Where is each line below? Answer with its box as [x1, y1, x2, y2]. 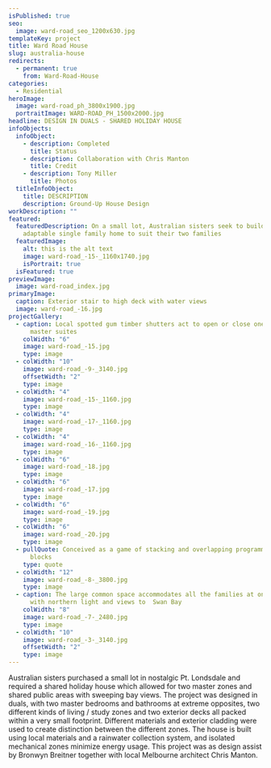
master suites [29, 327, 78, 335]
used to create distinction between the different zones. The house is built [8, 724, 252, 734]
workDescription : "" [8, 207, 78, 215]
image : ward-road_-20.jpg [23, 530, 110, 538]
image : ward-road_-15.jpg [23, 343, 110, 351]
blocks [29, 553, 52, 561]
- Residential [15, 87, 63, 95]
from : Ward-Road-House [23, 72, 99, 80]
